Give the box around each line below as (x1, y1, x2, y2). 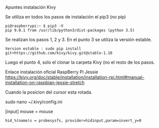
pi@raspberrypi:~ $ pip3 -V (5, 23, 64, 28)
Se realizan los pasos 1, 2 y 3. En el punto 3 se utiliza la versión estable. (5, 37, 152, 42)
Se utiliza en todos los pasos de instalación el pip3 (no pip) (5, 14, 126, 19)
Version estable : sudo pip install (5, 46, 81, 51)
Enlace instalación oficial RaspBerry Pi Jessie (5, 69, 99, 75)
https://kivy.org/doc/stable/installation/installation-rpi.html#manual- (5, 74, 145, 80)
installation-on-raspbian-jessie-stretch (5, 80, 85, 85)
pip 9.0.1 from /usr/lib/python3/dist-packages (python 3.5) (5, 28, 135, 33)
